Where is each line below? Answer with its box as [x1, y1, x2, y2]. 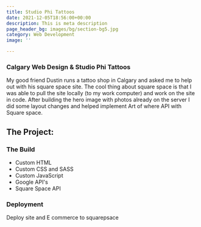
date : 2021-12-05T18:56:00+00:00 [6, 15, 91, 21]
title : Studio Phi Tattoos [6, 9, 75, 15]
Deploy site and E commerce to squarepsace [6, 214, 119, 222]
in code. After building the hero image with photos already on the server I [6, 96, 190, 104]
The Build [6, 145, 35, 153]
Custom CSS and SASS [15, 165, 74, 173]
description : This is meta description [6, 20, 108, 26]
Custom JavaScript [15, 171, 63, 179]
